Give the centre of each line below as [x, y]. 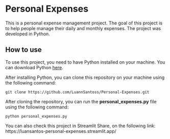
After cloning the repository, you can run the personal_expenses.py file [81, 101]
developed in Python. [28, 34]
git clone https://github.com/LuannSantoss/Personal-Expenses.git [77, 92]
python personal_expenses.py [36, 116]
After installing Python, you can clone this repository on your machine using [85, 77]
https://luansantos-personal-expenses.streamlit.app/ [61, 131]
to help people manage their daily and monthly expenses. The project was [83, 28]
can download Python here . [34, 67]
